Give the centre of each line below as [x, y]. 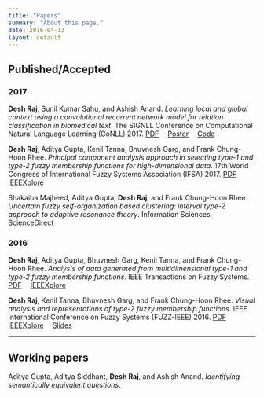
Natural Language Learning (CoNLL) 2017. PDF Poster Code [112, 134]
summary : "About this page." [56, 23]
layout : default [35, 37]
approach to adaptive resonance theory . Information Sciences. [110, 214]
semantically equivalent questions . [64, 385]
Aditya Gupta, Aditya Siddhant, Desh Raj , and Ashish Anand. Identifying [124, 377]
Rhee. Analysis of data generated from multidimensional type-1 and [137, 269]
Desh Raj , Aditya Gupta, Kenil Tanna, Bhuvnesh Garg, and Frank [112, 149]
